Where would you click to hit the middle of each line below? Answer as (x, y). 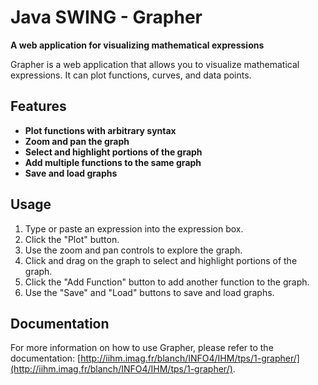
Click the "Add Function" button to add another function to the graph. (167, 282)
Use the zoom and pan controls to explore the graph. (133, 250)
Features (38, 106)
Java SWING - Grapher (106, 17)
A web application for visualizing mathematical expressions (137, 45)
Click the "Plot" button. (72, 239)
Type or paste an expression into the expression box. (134, 228)
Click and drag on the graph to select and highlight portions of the (161, 260)
